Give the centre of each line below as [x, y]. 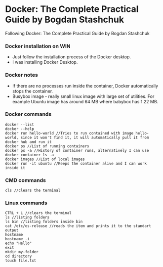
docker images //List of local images [45, 159]
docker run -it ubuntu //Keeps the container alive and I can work [76, 163]
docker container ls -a [30, 155]
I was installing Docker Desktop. [45, 62]
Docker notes [21, 75]
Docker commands [28, 114]
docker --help [20, 129]
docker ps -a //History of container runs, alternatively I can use [77, 150]
